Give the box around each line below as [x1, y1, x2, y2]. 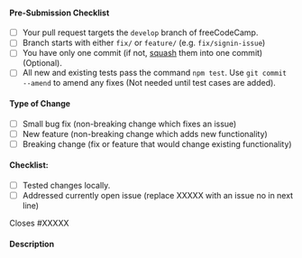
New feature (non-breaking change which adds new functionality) [22, 128, 268, 139]
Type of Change [9, 98, 70, 109]
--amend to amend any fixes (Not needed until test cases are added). [22, 78, 277, 88]
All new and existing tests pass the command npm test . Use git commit [22, 68, 287, 78]
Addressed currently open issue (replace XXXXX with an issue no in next [22, 190, 294, 201]
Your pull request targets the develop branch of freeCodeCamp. [22, 27, 259, 38]
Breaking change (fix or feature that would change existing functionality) [22, 138, 292, 149]
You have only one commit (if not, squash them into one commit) [22, 48, 263, 59]
